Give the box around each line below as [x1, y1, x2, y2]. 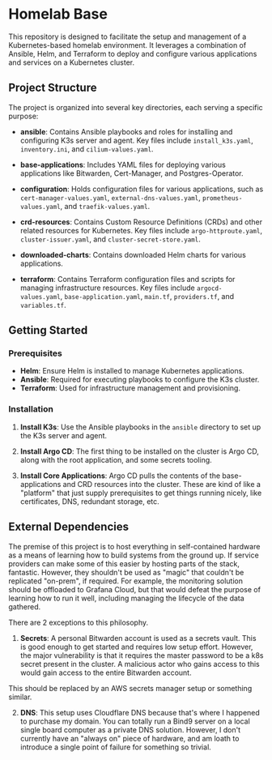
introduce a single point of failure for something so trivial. [19, 742, 212, 752]
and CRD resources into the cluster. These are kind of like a [62, 479, 261, 489]
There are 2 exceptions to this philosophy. [8, 617, 149, 627]
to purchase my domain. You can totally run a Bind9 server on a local [19, 716, 251, 726]
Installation [8, 403, 54, 415]
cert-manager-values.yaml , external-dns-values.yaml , [19, 192, 201, 203]
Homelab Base [8, 5, 108, 23]
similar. [8, 692, 32, 702]
